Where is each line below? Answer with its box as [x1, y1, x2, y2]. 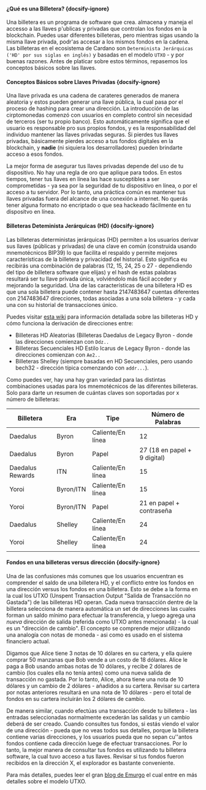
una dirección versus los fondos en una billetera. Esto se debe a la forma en [6, 585, 198, 592]
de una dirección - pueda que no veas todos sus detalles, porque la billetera [6, 726, 199, 734]
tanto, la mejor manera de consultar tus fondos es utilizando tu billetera [6, 746, 186, 753]
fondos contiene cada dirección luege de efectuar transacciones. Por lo [6, 740, 188, 747]
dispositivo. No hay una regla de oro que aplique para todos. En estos [6, 169, 182, 176]
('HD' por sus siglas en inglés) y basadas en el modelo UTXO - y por [6, 51, 185, 58]
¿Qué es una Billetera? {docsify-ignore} [6, 5, 110, 12]
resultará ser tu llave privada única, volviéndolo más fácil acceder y [6, 275, 177, 282]
